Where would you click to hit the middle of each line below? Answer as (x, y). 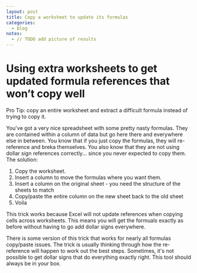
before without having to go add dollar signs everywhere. (76, 227)
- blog (20, 28)
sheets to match (34, 190)
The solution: (22, 159)
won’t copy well (46, 94)
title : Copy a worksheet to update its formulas (67, 17)
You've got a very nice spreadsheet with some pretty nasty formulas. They (97, 128)
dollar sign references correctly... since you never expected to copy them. (96, 153)
